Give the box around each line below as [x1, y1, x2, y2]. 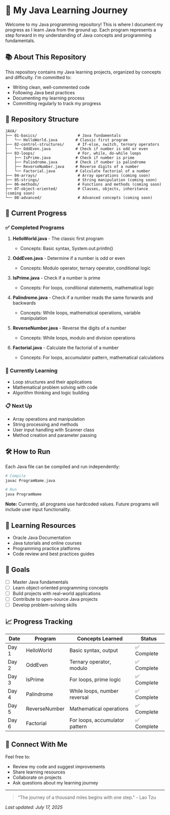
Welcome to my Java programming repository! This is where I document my [5, 21, 163, 27]
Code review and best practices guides [12, 551, 95, 557]
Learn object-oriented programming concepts [12, 585, 109, 591]
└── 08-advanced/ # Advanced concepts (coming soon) [5, 195, 153, 200]
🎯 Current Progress [5, 209, 67, 217]
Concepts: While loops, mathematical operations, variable [20, 310, 141, 316]
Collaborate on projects [12, 774, 62, 780]
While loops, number [69, 687, 119, 694]
